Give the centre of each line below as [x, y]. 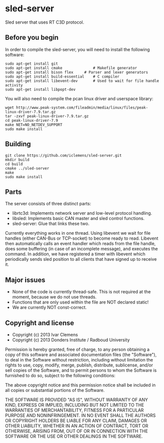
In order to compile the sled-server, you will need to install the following [77, 49]
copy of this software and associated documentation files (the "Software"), [81, 355]
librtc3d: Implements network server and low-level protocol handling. [82, 213]
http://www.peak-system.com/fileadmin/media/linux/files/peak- [82, 108]
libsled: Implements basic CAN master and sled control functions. [78, 219]
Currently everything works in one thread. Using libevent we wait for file [78, 233]
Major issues [25, 280]
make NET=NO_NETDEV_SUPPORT [34, 125]
